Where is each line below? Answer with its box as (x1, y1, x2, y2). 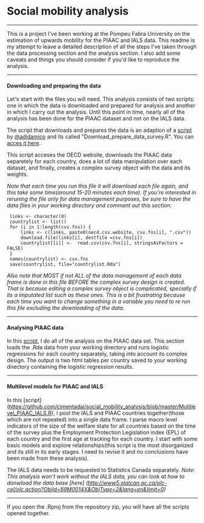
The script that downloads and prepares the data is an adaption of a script (7, 126, 192, 134)
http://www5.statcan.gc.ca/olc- (87, 479, 167, 487)
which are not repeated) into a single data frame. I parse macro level (7, 415, 177, 423)
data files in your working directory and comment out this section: (7, 202, 172, 209)
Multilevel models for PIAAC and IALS (7, 383, 104, 390)
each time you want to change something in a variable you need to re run (7, 298, 191, 305)
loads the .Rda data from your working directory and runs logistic (7, 344, 169, 351)
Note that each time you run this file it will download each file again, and (7, 182, 188, 190)
